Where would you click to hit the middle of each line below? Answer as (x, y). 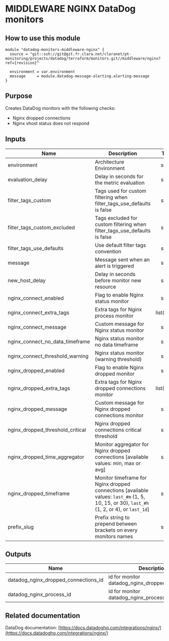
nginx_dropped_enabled (36, 370)
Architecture (109, 162)
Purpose (19, 96)
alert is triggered (114, 266)
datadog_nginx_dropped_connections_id (56, 580)
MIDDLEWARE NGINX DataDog (70, 9)
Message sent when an (122, 259)
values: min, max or (118, 463)
